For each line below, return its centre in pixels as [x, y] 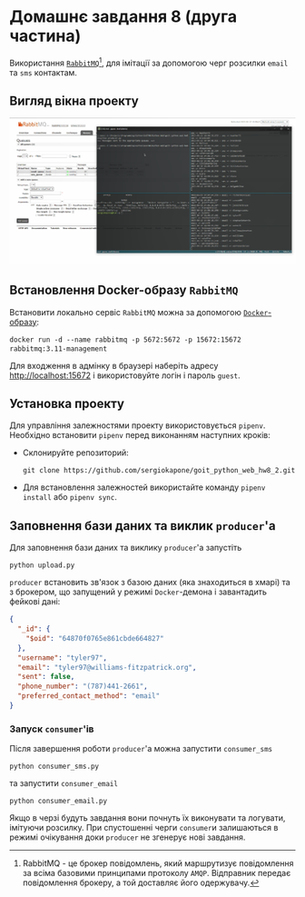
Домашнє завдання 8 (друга [123, 17]
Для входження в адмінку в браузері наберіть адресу [114, 365]
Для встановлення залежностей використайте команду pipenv [144, 487]
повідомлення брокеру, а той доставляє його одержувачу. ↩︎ [141, 882]
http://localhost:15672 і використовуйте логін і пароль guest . [125, 375]
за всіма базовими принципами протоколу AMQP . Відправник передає [157, 873]
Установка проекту [67, 404]
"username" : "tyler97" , [62, 658]
